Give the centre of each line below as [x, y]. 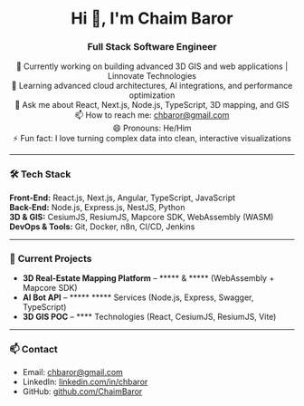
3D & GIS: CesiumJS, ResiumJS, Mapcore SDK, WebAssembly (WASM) [142, 217]
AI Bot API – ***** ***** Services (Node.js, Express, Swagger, [138, 297]
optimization [152, 95]
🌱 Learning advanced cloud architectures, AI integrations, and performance [152, 86]
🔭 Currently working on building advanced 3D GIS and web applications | [152, 66]
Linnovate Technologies [152, 76]
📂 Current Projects [51, 258]
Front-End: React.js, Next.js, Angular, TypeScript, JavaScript [123, 198]
